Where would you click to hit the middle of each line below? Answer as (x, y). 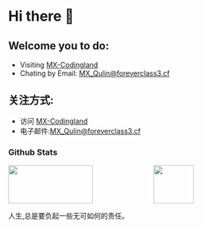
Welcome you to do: (59, 46)
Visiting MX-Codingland (59, 65)
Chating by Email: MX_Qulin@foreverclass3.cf (95, 73)
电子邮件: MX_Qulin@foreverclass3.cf (80, 131)
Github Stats (33, 152)
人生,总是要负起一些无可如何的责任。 (69, 216)
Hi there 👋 (41, 16)
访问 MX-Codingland (54, 121)
